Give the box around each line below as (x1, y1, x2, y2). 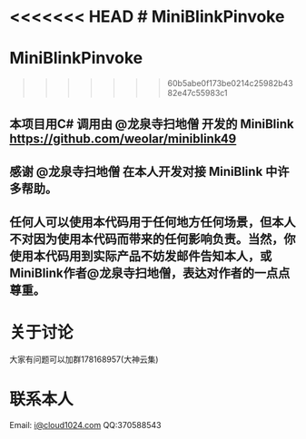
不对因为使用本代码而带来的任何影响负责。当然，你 (9, 231, 296, 247)
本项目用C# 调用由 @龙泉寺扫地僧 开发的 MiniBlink (9, 116, 294, 132)
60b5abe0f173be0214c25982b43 (167, 78, 293, 89)
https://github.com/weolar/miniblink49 (9, 131, 237, 146)
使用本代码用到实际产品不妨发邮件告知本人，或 (9, 249, 272, 264)
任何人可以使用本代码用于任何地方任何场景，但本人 (9, 215, 296, 230)
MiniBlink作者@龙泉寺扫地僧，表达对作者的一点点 (9, 266, 291, 281)
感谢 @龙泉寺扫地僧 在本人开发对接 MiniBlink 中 (9, 163, 278, 179)
